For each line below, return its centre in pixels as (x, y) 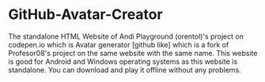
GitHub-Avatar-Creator (86, 15)
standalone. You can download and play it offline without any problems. (125, 69)
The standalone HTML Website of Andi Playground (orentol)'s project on (126, 36)
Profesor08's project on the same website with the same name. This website (133, 53)
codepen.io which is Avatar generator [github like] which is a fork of (119, 44)
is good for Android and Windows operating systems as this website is (123, 61)
